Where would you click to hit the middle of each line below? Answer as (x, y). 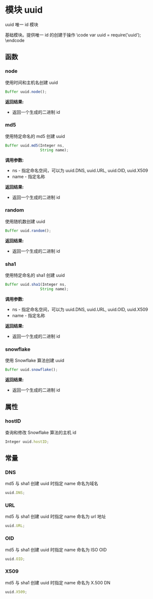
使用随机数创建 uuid (25, 221)
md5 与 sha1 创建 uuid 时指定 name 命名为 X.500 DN (58, 582)
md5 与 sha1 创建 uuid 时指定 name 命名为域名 (52, 484)
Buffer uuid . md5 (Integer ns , (35, 145)
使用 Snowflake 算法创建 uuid (35, 361)
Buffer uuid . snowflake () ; (31, 370)
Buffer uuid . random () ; (28, 231)
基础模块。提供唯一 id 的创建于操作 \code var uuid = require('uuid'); (73, 35)
